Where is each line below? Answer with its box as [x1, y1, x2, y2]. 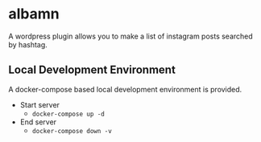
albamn [8, 5, 60, 23]
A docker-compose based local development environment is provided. [8, 84, 242, 94]
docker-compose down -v [31, 127, 113, 135]
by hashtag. [8, 39, 48, 49]
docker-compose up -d [31, 110, 105, 118]
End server [19, 117, 57, 127]
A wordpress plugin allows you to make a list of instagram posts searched [8, 31, 254, 41]
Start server [19, 99, 60, 109]
